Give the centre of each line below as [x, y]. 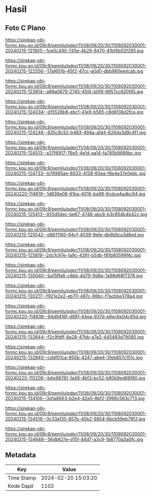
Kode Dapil [21, 486]
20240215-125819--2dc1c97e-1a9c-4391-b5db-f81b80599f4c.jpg [73, 255]
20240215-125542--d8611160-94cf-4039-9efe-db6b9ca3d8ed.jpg [74, 235]
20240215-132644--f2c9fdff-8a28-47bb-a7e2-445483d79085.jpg [74, 337]
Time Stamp [22, 478]
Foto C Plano [25, 28]
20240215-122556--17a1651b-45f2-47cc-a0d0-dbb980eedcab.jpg [74, 71]
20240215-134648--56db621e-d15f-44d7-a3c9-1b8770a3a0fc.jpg [74, 439]
